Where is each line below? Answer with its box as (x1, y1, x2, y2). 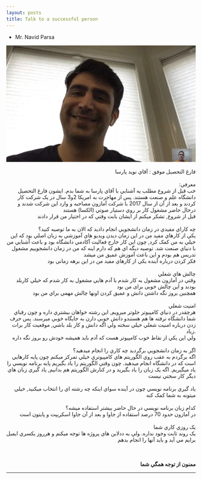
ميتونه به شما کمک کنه (146, 391, 196, 399)
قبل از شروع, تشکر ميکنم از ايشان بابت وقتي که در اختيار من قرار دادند (37, 213, 196, 220)
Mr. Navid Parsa (14, 33, 55, 40)
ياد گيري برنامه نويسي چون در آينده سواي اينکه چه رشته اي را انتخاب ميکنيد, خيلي (14, 385, 196, 392)
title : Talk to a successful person (6, 16, 98, 22)
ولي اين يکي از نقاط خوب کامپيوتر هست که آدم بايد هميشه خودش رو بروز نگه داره (12, 334, 196, 341)
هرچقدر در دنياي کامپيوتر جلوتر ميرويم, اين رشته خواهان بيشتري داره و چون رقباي (14, 308, 196, 316)
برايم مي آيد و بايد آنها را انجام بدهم (117, 436, 196, 444)
